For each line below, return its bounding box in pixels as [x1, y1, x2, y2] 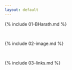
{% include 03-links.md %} [4, 59, 61, 65]
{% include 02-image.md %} [4, 40, 64, 46]
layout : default [4, 7, 38, 12]
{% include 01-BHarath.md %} [4, 21, 67, 27]
